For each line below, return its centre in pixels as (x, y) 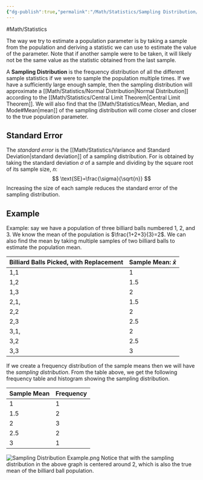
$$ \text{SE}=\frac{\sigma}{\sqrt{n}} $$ (101, 179)
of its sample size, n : (32, 169)
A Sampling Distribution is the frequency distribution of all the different (95, 72)
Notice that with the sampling (137, 458)
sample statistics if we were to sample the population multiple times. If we (98, 78)
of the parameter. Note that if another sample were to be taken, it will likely (99, 53)
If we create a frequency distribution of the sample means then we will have (101, 366)
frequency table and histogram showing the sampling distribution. (88, 379)
